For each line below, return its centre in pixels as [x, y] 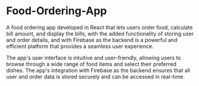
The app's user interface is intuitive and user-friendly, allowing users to [94, 58]
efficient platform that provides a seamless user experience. [80, 46]
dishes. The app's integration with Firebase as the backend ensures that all [98, 70]
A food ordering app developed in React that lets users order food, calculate [99, 27]
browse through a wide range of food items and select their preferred [91, 64]
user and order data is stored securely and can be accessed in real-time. [95, 77]
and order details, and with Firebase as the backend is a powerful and [92, 40]
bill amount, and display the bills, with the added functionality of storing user [100, 33]
